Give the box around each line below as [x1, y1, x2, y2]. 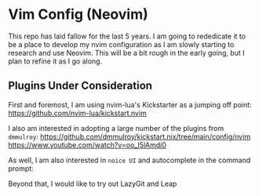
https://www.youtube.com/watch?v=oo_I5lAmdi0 [8, 140, 167, 150]
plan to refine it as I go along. [8, 56, 103, 66]
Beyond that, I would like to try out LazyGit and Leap [8, 179, 177, 188]
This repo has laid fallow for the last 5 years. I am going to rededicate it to [8, 31, 246, 41]
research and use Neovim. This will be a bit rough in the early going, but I [8, 48, 245, 57]
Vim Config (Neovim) [8, 5, 149, 24]
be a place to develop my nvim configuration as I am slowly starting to [8, 39, 235, 49]
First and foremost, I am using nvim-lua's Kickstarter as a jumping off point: [8, 100, 253, 109]
